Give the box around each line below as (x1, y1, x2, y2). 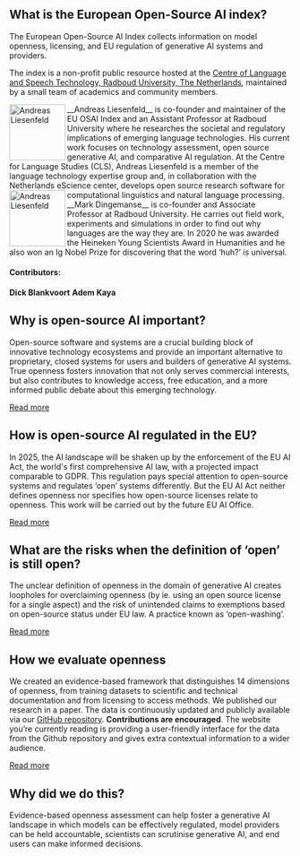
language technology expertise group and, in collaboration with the (9, 170, 257, 181)
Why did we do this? (9, 786, 125, 801)
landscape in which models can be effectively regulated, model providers (9, 819, 280, 830)
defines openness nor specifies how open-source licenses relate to (9, 489, 258, 500)
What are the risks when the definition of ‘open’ (9, 542, 280, 558)
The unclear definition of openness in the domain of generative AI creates (9, 580, 282, 591)
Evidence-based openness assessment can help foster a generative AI (9, 810, 270, 821)
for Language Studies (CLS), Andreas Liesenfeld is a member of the (9, 160, 260, 171)
